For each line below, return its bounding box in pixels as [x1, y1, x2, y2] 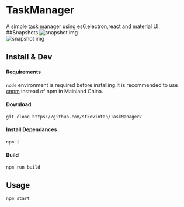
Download [6, 101, 32, 108]
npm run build [6, 164, 41, 170]
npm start [6, 195, 30, 201]
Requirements [6, 68, 41, 75]
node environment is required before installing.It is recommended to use [6, 81, 178, 88]
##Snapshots [6, 29, 39, 36]
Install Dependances [6, 126, 57, 133]
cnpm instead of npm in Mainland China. [6, 87, 103, 94]
